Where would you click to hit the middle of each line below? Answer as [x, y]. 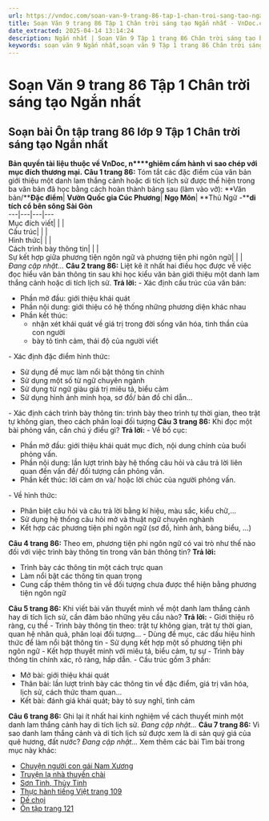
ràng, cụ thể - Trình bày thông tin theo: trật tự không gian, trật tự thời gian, [130, 625]
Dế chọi [33, 800]
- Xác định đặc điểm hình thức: [59, 357]
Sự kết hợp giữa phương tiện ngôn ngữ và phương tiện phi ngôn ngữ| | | [125, 257]
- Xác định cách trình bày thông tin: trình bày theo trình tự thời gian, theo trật [134, 413]
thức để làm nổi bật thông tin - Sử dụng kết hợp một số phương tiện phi [125, 643]
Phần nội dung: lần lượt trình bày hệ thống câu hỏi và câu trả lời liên [131, 463]
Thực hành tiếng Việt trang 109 [71, 791]
